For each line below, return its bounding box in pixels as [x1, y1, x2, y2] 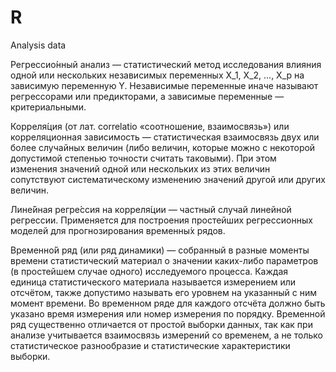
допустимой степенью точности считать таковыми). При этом [10, 152, 277, 164]
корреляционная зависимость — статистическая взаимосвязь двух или [10, 131, 320, 143]
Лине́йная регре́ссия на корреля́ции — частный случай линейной [10, 203, 292, 215]
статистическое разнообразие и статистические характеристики [10, 339, 291, 351]
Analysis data [10, 39, 67, 51]
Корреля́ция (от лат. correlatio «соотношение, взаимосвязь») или [10, 120, 290, 132]
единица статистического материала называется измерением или [10, 276, 297, 288]
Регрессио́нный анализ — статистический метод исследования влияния [10, 58, 322, 70]
